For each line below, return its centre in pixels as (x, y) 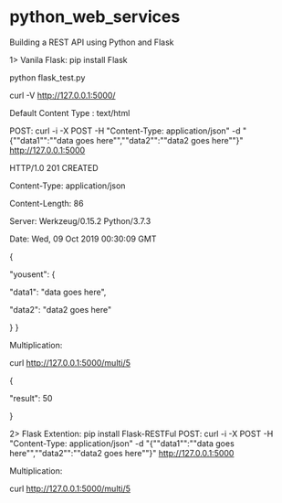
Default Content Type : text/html (70, 112)
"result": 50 (31, 398)
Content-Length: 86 (47, 203)
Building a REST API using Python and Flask (92, 42)
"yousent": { (32, 274)
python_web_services (95, 17)
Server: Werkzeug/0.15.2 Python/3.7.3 (80, 220)
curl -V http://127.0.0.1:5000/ (63, 95)
